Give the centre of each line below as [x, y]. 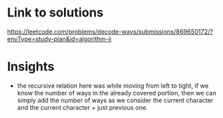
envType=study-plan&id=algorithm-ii [60, 38]
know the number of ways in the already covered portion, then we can [117, 93]
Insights [31, 67]
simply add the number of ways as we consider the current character [115, 100]
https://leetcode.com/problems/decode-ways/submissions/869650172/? [110, 32]
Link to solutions [55, 13]
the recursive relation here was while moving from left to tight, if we [113, 85]
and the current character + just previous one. [82, 107]
